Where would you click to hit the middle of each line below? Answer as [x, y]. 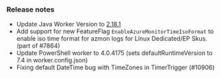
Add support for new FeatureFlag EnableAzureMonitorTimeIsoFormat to [115, 31]
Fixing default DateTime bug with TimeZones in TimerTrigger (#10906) [115, 67]
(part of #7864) [38, 46]
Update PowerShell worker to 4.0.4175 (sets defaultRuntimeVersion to [114, 53]
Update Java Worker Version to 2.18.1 [68, 24]
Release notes [30, 9]
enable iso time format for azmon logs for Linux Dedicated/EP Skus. [112, 39]
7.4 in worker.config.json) [52, 60]
